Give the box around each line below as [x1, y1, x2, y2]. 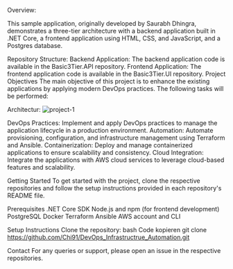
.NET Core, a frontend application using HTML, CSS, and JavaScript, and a [7, 34, 221, 42]
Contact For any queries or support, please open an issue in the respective [7, 247, 221, 254]
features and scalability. [7, 163, 76, 171]
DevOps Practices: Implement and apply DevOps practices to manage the [7, 119, 218, 127]
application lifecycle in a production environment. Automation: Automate [7, 127, 214, 134]
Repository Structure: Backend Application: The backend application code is [7, 55, 225, 63]
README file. [7, 191, 45, 199]
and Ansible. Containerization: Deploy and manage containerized [7, 141, 193, 149]
